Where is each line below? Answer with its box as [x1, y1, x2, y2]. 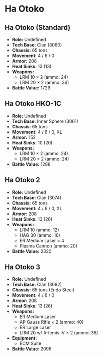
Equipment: [12, 335, 37, 341]
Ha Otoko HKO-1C [5, 99, 61, 108]
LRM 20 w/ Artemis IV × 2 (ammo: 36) [19, 330, 98, 336]
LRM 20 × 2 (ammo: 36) [19, 79, 69, 85]
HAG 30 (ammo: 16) [19, 232, 61, 238]
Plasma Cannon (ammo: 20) [19, 243, 77, 249]
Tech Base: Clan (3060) [12, 42, 62, 48]
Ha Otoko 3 [5, 263, 41, 272]
